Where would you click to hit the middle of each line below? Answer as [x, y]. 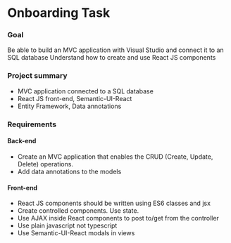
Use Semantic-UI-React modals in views [76, 233]
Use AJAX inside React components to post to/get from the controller [118, 218]
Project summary [38, 76]
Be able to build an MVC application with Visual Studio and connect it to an [115, 50]
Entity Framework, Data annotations [69, 106]
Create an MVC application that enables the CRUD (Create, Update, [115, 157]
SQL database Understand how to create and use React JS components [112, 58]
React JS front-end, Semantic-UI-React [75, 98]
